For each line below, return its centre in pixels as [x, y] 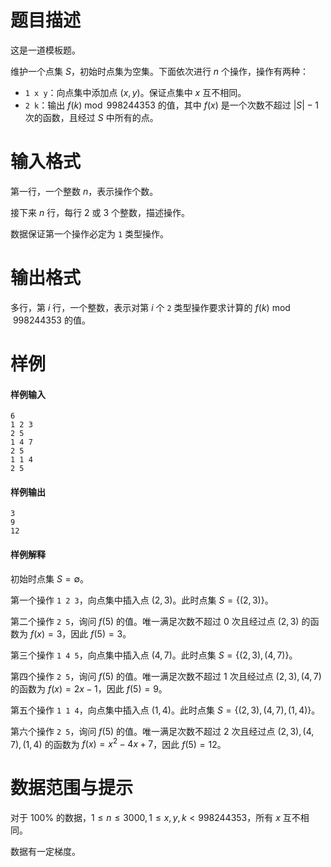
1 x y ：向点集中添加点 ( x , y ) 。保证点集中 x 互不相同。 [135, 92]
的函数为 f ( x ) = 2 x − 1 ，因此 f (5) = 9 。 [89, 688]
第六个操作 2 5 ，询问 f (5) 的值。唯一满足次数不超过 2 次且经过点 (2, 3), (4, [162, 731]
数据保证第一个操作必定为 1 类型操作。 [90, 233]
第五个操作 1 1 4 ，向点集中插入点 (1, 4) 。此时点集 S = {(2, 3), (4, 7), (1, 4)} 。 [165, 710]
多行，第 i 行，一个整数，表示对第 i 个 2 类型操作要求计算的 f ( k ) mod [150, 307]
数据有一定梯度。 [45, 852]
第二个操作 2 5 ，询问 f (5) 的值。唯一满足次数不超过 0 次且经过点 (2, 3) [155, 621]
